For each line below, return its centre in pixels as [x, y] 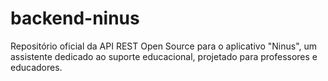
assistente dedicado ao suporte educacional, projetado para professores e [164, 56]
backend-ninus [75, 18]
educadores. [36, 67]
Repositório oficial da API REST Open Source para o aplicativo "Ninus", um [164, 46]
